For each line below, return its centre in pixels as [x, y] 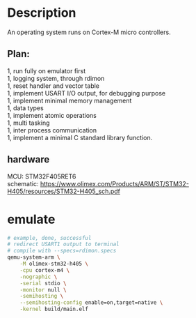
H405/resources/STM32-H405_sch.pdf [64, 191]
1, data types [25, 108]
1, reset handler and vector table [53, 86]
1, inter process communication [52, 130]
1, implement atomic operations [52, 115]
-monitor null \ [43, 290]
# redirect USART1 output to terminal [63, 244]
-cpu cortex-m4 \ [45, 270]
